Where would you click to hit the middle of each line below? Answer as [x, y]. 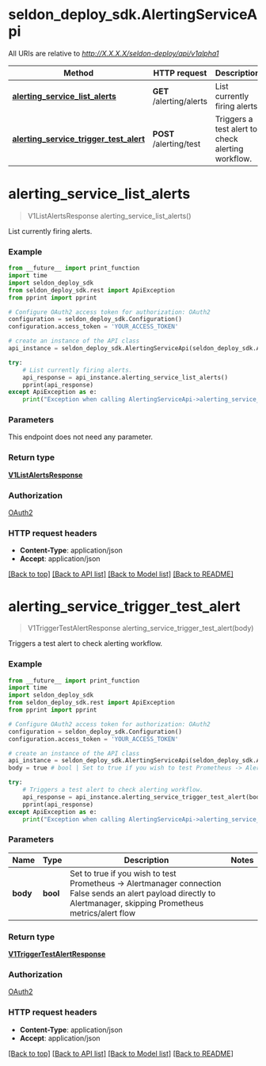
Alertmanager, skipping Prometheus [137, 903]
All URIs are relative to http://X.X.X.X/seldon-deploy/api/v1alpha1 [114, 53]
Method [78, 73]
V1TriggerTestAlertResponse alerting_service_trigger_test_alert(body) [141, 629]
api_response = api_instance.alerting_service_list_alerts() [125, 377]
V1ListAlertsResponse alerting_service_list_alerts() [109, 216]
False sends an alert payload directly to [143, 893]
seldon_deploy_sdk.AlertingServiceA [133, 15]
